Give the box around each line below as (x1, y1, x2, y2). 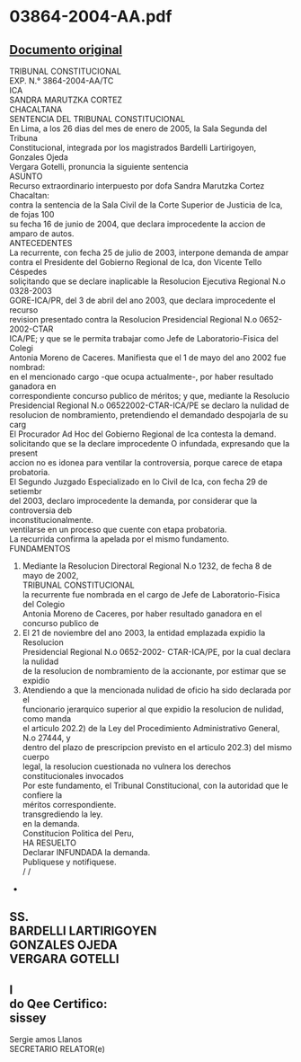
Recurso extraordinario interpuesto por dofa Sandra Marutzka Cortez (9, 181, 265, 190)
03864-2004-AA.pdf (9, 6, 173, 27)
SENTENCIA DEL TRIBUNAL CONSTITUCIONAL (9, 114, 186, 124)
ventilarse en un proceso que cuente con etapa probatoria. (9, 524, 227, 535)
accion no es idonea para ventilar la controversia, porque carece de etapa (9, 457, 283, 468)
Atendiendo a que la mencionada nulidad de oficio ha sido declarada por (22, 685, 292, 695)
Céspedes (9, 267, 48, 277)
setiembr (9, 486, 42, 496)
